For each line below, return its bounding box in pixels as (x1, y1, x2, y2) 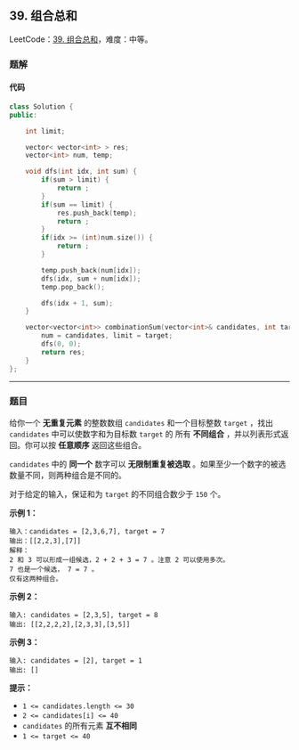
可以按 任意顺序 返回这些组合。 (32, 439, 147, 450)
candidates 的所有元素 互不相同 (21, 720, 138, 730)
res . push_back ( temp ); (56, 208, 138, 217)
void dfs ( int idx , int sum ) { (25, 167, 138, 176)
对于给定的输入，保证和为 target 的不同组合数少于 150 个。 (9, 488, 226, 499)
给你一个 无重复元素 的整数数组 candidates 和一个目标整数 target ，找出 (9, 417, 274, 428)
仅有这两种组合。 (9, 574, 63, 583)
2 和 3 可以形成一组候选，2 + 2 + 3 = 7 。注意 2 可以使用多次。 (9, 555, 230, 564)
